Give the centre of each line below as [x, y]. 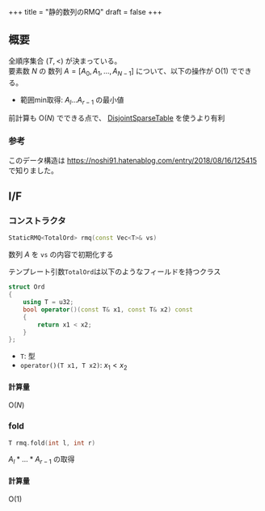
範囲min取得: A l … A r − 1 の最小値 [72, 101]
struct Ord [27, 287]
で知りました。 [33, 170]
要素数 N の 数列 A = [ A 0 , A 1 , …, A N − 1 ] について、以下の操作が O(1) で [123, 72]
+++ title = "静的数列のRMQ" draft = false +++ [85, 12]
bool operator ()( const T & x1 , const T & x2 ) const [108, 310]
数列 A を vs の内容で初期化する [61, 255]
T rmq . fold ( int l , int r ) [52, 443]
